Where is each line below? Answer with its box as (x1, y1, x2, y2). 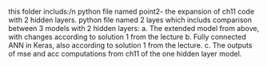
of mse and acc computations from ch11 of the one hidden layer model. (8, 49, 242, 58)
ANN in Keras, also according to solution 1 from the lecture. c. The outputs (8, 41, 253, 50)
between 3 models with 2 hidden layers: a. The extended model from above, (8, 24, 260, 33)
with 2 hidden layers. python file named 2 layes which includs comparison (8, 15, 252, 25)
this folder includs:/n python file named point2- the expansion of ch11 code (8, 7, 255, 16)
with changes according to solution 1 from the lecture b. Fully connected (8, 32, 246, 41)
